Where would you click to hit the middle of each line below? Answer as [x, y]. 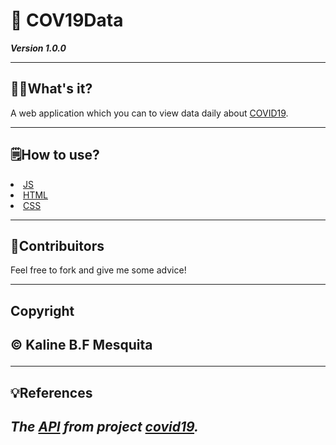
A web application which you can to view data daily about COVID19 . [149, 113]
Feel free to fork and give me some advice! [98, 270]
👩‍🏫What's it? [51, 89]
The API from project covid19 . [105, 426]
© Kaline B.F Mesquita [81, 345]
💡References [51, 392]
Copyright [42, 310]
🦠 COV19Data [67, 20]
